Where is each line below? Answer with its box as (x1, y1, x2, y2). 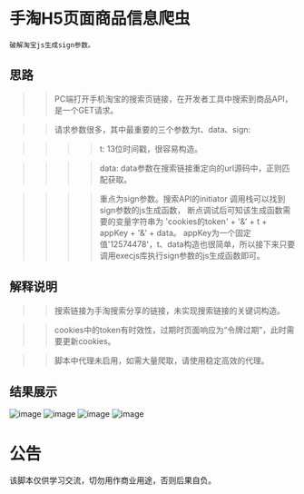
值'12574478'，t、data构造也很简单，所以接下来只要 (99, 238, 296, 250)
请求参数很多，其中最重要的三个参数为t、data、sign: (54, 123, 251, 134)
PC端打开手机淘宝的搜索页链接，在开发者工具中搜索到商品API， (54, 93, 293, 104)
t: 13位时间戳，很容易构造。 (99, 143, 203, 154)
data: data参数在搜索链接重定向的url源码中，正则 (99, 163, 283, 173)
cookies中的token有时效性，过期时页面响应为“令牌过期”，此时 (54, 324, 287, 335)
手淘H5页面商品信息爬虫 (9, 8, 191, 29)
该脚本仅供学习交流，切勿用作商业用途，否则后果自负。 (9, 475, 216, 486)
